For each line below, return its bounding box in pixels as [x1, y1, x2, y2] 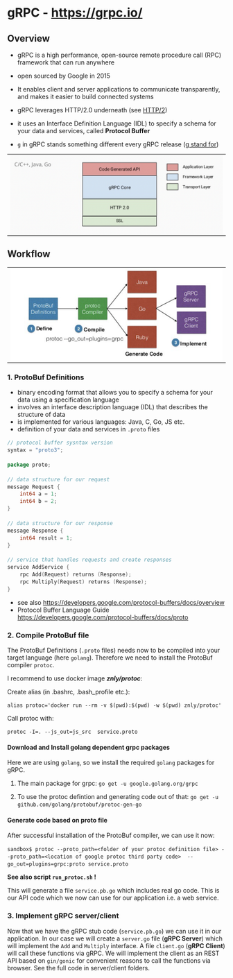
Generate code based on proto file [7, 816, 107, 824]
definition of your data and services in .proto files [17, 425, 160, 434]
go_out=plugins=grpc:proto [7, 861, 85, 868]
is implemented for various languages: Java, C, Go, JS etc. [17, 418, 185, 426]
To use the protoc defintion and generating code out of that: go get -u [17, 793, 218, 801]
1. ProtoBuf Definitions [7, 372, 85, 382]
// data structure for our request [7, 476, 110, 483]
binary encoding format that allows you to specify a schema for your [17, 388, 213, 397]
